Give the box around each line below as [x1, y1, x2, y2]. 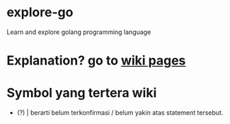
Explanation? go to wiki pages [6, 52, 186, 69]
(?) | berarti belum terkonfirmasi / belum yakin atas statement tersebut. [16, 108, 224, 117]
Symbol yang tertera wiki [6, 85, 157, 101]
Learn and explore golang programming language [6, 28, 151, 36]
